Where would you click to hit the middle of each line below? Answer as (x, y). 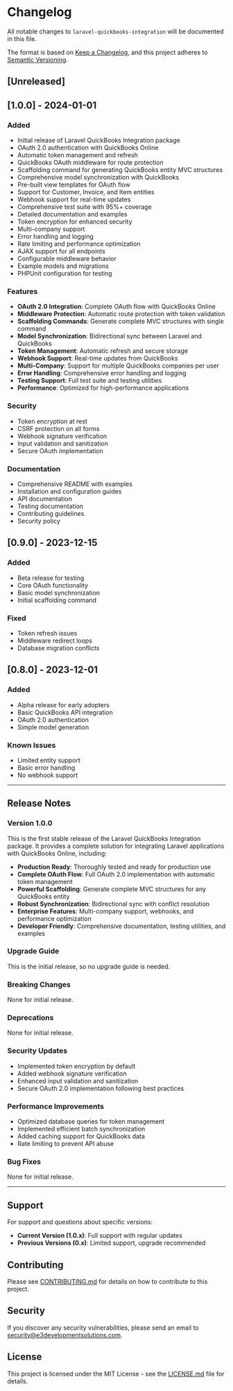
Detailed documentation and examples (72, 214)
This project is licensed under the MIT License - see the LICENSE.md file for (116, 1374)
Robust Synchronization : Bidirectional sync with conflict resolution (113, 904)
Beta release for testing (51, 578)
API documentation (45, 498)
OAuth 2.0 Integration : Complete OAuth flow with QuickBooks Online (116, 306)
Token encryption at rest (52, 421)
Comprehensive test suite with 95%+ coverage (85, 207)
